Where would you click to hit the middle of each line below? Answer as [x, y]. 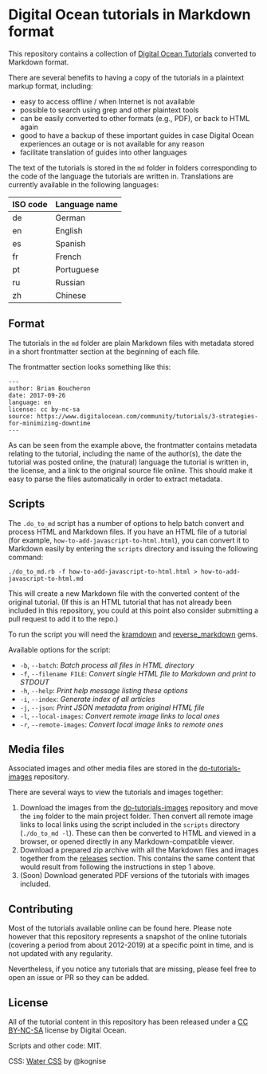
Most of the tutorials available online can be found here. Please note [120, 928]
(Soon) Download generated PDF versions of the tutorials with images [134, 876]
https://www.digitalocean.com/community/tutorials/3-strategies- [148, 416]
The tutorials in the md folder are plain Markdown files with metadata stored [131, 343]
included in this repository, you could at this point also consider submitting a [133, 610]
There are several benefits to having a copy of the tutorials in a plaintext [126, 77]
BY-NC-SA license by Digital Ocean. [68, 1030]
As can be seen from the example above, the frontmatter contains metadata [133, 445]
